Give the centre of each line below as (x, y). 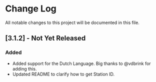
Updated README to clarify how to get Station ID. (63, 74)
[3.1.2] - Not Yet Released (45, 38)
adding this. (24, 68)
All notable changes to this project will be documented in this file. (72, 22)
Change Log (31, 9)
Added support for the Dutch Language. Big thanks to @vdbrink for (81, 63)
